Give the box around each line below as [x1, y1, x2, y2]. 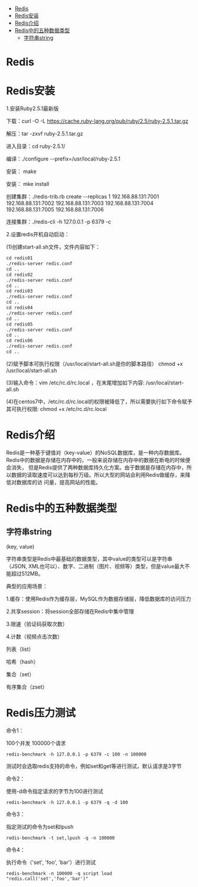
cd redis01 [6, 255, 33, 261]
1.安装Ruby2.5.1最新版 [6, 105, 59, 112]
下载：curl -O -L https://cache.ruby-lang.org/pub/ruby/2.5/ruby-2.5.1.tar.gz [6, 118, 189, 125]
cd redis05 [6, 321, 33, 327]
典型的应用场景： [6, 583, 48, 590]
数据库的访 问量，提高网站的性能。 [16, 478, 101, 486]
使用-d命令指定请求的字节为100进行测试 [6, 788, 103, 795]
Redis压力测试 [6, 706, 76, 719]
